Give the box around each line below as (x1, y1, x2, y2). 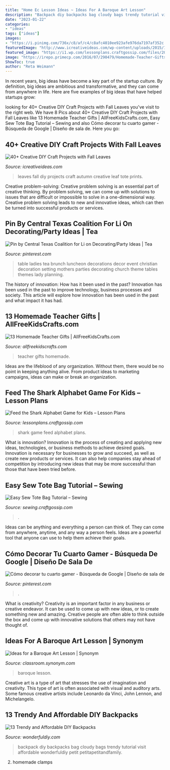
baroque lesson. (17, 669, 52, 676)
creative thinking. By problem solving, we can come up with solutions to (5, 188, 155, 194)
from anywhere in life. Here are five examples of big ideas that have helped (5, 89, 162, 95)
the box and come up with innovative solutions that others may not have (5, 617, 155, 622)
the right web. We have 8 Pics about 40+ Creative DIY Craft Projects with (5, 110, 158, 116)
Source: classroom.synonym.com (5, 660, 75, 666)
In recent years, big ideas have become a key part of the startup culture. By (5, 78, 163, 84)
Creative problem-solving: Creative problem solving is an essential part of (5, 183, 159, 189)
